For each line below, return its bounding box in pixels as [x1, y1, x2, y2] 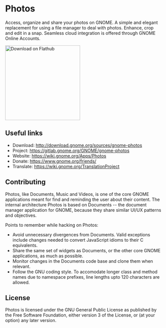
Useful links [5, 129, 43, 138]
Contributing [5, 178, 46, 186]
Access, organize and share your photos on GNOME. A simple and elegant [5, 19, 158, 25]
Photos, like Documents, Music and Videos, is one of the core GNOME [5, 191, 150, 197]
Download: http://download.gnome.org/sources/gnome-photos [12, 142, 143, 148]
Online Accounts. [5, 35, 41, 41]
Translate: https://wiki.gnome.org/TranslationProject [12, 163, 120, 169]
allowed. [12, 279, 30, 285]
